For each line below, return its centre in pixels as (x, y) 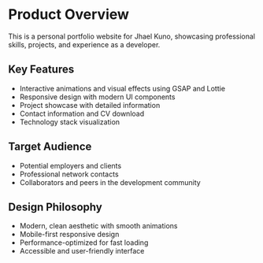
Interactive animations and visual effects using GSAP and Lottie (122, 88)
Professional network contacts (69, 174)
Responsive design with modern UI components (97, 97)
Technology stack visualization (70, 122)
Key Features (41, 70)
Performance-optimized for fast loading (84, 243)
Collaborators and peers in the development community (110, 182)
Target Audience (50, 147)
